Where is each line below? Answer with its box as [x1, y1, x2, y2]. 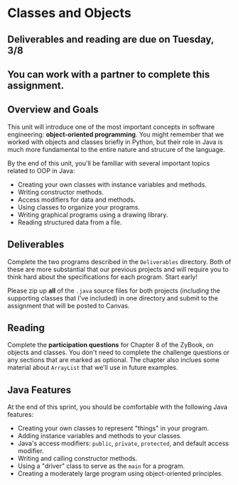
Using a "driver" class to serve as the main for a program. [17, 462, 185, 470]
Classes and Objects [7, 5, 131, 21]
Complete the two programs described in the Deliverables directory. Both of [7, 257, 232, 266]
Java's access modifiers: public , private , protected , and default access [17, 439, 229, 448]
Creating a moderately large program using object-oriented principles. [17, 469, 224, 478]
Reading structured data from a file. [17, 218, 122, 227]
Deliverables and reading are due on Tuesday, [7, 33, 215, 45]
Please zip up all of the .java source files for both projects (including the [7, 286, 220, 295]
